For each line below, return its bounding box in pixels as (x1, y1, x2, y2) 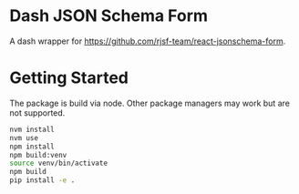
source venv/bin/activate (9, 158, 108, 168)
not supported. (9, 107, 66, 118)
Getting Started (9, 67, 129, 88)
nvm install (9, 125, 55, 134)
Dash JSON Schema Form (9, 5, 208, 26)
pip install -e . (9, 176, 76, 185)
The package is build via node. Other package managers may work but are (9, 97, 290, 108)
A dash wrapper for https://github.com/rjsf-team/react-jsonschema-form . (9, 36, 286, 46)
